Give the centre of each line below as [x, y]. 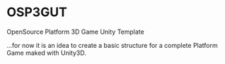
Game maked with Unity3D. [46, 53]
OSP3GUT [37, 12]
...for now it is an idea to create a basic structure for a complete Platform [112, 45]
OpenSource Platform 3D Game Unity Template [75, 32]
